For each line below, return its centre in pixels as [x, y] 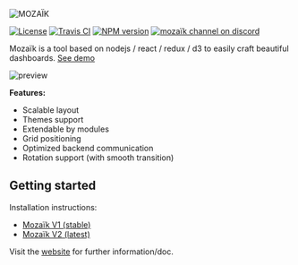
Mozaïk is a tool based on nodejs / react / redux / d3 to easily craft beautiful [149, 48]
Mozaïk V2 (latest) [56, 234]
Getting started [53, 186]
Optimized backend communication [88, 148]
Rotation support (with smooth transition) [98, 158]
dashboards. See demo [52, 58]
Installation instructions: [53, 207]
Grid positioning [52, 138]
